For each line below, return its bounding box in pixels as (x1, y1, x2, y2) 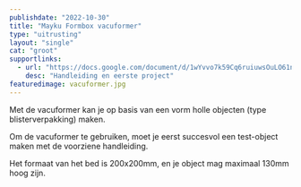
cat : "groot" (9, 47, 58, 55)
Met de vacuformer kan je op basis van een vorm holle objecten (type (9, 104, 267, 115)
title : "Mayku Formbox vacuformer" (9, 21, 142, 30)
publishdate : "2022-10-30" (9, 13, 110, 22)
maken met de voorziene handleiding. (9, 140, 149, 151)
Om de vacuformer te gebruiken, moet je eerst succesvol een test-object (9, 131, 279, 141)
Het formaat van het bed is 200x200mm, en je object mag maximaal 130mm (9, 157, 289, 168)
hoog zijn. (9, 167, 47, 178)
